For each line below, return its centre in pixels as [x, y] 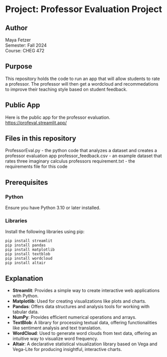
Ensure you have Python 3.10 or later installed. [53, 208]
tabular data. [26, 312]
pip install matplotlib [30, 250]
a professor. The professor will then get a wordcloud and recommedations [82, 84]
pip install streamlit [29, 241]
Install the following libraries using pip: [45, 232]
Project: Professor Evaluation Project [83, 9]
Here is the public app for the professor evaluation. [58, 117]
